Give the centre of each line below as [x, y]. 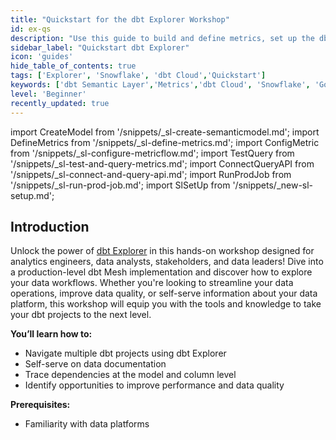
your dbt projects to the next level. [81, 315]
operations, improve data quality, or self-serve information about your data [164, 293]
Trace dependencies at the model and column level [130, 375]
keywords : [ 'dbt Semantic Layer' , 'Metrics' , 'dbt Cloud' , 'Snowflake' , [160, 85]
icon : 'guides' [42, 57]
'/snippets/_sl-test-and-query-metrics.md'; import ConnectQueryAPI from [162, 163]
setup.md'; [32, 195]
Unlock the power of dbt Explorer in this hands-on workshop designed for [162, 251]
